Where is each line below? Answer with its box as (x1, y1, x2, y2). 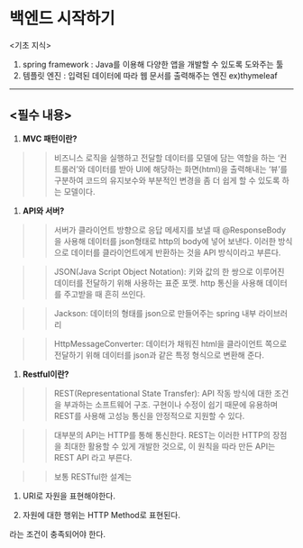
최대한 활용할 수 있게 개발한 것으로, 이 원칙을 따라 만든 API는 (63, 441, 276, 452)
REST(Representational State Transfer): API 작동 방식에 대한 (53, 388, 272, 398)
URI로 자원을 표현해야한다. (22, 490, 115, 501)
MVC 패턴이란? (22, 132, 78, 144)
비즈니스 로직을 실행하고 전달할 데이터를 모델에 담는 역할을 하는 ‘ (53, 152, 280, 163)
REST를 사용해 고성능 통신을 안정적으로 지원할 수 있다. (53, 410, 245, 421)
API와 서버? (22, 205, 65, 216)
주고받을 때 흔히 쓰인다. (63, 288, 146, 299)
